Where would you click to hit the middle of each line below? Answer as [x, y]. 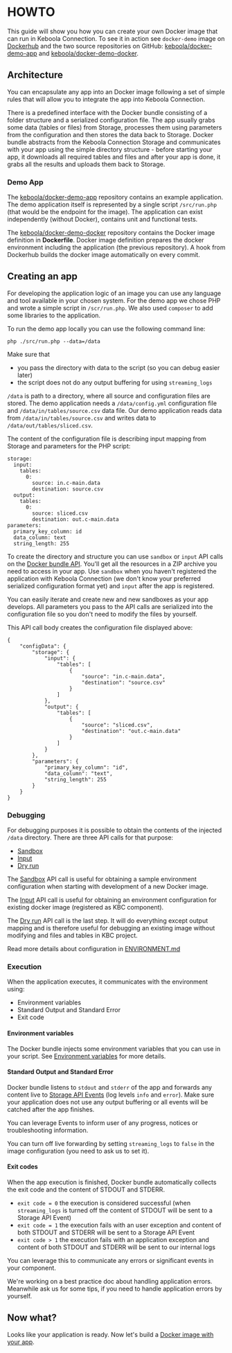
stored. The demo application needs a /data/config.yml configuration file [112, 403]
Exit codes [23, 1167]
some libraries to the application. [54, 315]
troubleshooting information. [48, 1130]
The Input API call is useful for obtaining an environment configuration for [112, 900]
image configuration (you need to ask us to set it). [78, 1151]
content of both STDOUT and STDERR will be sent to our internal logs [116, 1247]
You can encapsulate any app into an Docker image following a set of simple [116, 91]
